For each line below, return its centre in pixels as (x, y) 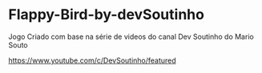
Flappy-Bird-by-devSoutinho (106, 15)
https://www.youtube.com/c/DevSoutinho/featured (92, 60)
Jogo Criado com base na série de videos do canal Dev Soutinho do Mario (131, 36)
